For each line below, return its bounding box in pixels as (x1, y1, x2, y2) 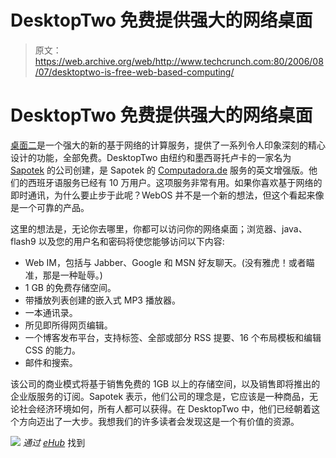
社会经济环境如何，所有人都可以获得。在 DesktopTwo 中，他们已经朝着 (18, 402, 312, 415)
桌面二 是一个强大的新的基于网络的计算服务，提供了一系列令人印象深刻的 (10, 139, 308, 151)
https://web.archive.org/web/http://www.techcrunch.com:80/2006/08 (34, 55, 324, 67)
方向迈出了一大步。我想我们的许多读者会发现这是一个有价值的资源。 (18, 415, 300, 427)
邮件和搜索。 (24, 356, 78, 368)
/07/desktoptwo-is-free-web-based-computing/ (34, 66, 235, 78)
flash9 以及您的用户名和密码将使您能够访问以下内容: (10, 235, 225, 247)
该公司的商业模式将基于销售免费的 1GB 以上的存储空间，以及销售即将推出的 (10, 377, 321, 390)
